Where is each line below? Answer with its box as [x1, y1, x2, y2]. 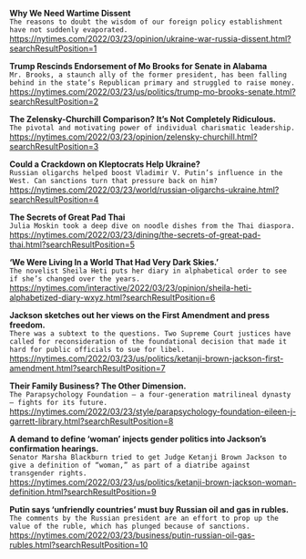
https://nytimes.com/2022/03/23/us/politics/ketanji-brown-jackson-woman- [9, 477, 297, 487]
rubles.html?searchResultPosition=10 [9, 540, 148, 550]
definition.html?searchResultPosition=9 [9, 487, 157, 497]
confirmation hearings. [9, 443, 99, 454]
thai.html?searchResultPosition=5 [9, 239, 135, 250]
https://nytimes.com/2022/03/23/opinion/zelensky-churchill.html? [9, 131, 258, 142]
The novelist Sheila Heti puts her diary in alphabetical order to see [9, 266, 287, 275]
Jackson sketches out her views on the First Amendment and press [9, 310, 270, 320]
